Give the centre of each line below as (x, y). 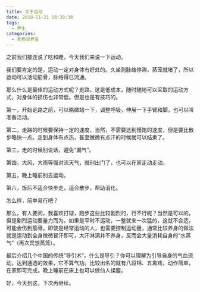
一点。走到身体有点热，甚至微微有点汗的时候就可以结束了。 (95, 137)
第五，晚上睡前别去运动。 (37, 175)
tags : (13, 23)
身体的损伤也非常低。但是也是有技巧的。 (71, 97)
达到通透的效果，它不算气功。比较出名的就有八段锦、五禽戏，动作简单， (105, 263)
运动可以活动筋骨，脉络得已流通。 (48, 77)
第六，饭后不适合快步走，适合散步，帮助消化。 (63, 188)
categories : (21, 34)
